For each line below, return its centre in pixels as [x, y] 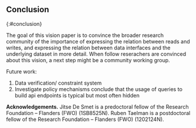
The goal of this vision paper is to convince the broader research [85, 35]
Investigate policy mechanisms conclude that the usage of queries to [99, 89]
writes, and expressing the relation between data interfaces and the [88, 48]
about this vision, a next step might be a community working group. [88, 60]
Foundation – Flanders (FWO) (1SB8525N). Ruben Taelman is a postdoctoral [98, 113]
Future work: [22, 71]
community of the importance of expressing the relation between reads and [98, 41]
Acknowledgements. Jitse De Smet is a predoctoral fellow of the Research [97, 107]
